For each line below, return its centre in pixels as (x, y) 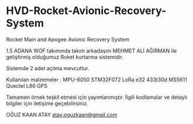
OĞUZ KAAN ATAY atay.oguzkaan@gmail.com (62, 115)
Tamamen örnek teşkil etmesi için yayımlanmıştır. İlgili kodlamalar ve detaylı (97, 97)
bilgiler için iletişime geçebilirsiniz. (47, 103)
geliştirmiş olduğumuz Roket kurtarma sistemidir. (65, 57)
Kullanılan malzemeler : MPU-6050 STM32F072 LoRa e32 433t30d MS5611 (96, 80)
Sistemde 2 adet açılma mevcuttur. (48, 68)
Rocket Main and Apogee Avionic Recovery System (68, 39)
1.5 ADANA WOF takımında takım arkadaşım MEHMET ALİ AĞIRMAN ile (92, 50)
